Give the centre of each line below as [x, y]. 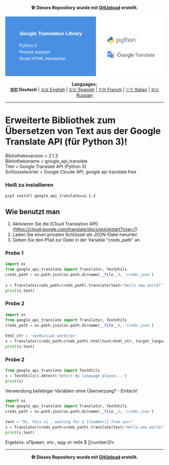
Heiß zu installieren [29, 185]
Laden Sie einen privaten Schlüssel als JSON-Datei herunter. [75, 235]
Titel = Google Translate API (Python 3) [46, 166]
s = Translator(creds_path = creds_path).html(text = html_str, [70, 341]
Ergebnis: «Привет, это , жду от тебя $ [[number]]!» [60, 442]
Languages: [84, 84]
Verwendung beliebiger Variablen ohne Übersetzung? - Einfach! [71, 391]
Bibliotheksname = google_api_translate [47, 161]
